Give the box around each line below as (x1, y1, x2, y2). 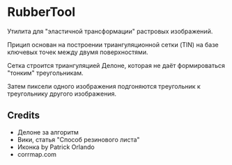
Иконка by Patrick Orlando (17, 143, 95, 151)
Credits (7, 110, 40, 121)
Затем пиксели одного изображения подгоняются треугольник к (7, 82, 201, 90)
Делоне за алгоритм (17, 128, 79, 136)
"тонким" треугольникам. (7, 69, 84, 77)
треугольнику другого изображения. (7, 89, 117, 98)
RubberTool (7, 4, 76, 20)
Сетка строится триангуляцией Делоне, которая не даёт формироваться (7, 61, 225, 69)
